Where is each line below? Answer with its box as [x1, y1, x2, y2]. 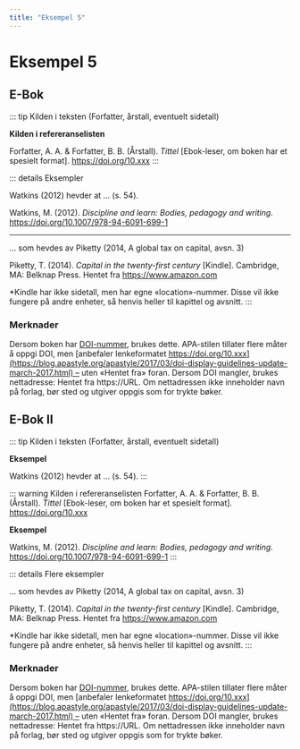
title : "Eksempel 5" [9, 13, 87, 22]
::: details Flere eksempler [9, 568, 104, 579]
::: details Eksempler [9, 172, 84, 183]
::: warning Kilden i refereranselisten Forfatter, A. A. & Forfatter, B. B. [9, 488, 260, 498]
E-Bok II [9, 413, 54, 428]
